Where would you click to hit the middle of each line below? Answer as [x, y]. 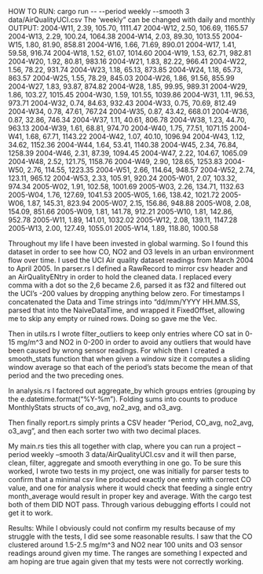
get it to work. [31, 513]
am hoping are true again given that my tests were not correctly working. [126, 561]
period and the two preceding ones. [66, 375]
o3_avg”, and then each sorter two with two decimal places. [105, 431]
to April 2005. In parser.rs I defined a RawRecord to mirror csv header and [128, 269]
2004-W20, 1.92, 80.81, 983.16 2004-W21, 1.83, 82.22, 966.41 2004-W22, [128, 61]
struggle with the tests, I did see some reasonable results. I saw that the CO [130, 536]
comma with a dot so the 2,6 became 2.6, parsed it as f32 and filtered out [127, 285]
